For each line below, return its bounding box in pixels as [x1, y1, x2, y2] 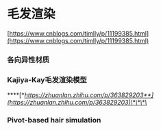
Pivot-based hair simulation [7, 116, 101, 125]
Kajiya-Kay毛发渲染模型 [7, 75, 87, 84]
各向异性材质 [7, 55, 50, 64]
